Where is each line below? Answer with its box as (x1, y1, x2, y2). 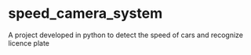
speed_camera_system (8, 5, 163, 22)
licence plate (8, 38, 49, 47)
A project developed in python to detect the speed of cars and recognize (8, 30, 244, 40)
